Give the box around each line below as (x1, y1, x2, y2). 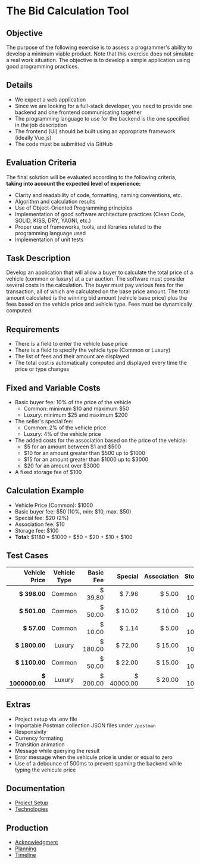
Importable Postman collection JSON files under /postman (14, 721, 156, 729)
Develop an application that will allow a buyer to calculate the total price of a (6, 269, 193, 276)
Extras (6, 700, 31, 710)
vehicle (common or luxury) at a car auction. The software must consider (6, 275, 186, 282)
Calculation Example (6, 485, 85, 496)
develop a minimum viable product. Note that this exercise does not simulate (6, 50, 194, 57)
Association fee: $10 (14, 521, 65, 528)
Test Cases (6, 551, 49, 561)
